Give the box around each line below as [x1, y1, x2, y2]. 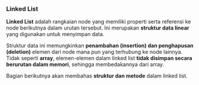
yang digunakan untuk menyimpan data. [6, 31, 105, 38]
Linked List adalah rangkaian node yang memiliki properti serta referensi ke [6, 18, 191, 25]
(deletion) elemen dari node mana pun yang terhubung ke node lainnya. [6, 48, 183, 55]
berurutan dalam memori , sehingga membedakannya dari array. [6, 61, 165, 68]
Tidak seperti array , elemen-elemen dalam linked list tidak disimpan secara [6, 55, 192, 62]
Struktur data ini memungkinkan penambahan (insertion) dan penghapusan [6, 42, 194, 49]
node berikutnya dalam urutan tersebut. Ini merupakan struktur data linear [6, 24, 189, 31]
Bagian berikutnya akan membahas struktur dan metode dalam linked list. [6, 73, 188, 80]
